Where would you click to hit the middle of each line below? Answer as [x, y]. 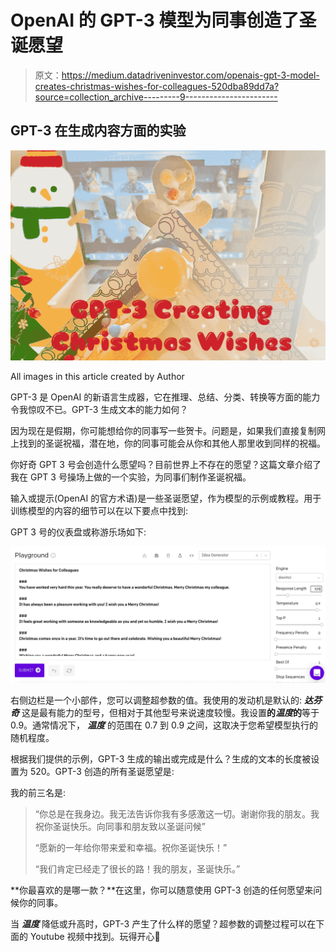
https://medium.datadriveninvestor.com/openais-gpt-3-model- [190, 75]
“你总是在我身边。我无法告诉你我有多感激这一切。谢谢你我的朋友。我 [177, 814]
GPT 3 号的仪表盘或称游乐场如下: [78, 532]
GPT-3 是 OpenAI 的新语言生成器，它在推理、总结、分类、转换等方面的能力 [165, 397]
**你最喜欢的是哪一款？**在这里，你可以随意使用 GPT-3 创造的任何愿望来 [162, 890]
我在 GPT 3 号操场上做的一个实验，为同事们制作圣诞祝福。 [131, 477]
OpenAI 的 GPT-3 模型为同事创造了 [155, 20]
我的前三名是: [38, 793]
